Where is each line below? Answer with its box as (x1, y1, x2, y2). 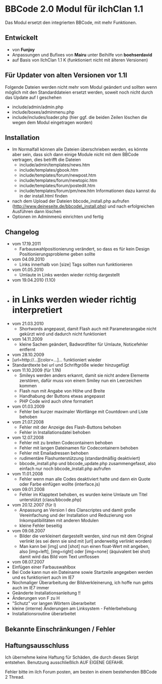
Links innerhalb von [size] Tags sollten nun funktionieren (19, 262, 132, 268)
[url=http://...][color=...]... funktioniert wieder (12, 357, 102, 363)
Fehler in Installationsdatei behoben (19, 430, 91, 435)
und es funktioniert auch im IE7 (12, 574, 74, 581)
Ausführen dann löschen (12, 209, 62, 215)
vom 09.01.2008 (12, 487, 45, 492)
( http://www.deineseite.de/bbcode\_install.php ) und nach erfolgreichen (12, 203, 154, 209)
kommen (19, 383, 37, 389)
